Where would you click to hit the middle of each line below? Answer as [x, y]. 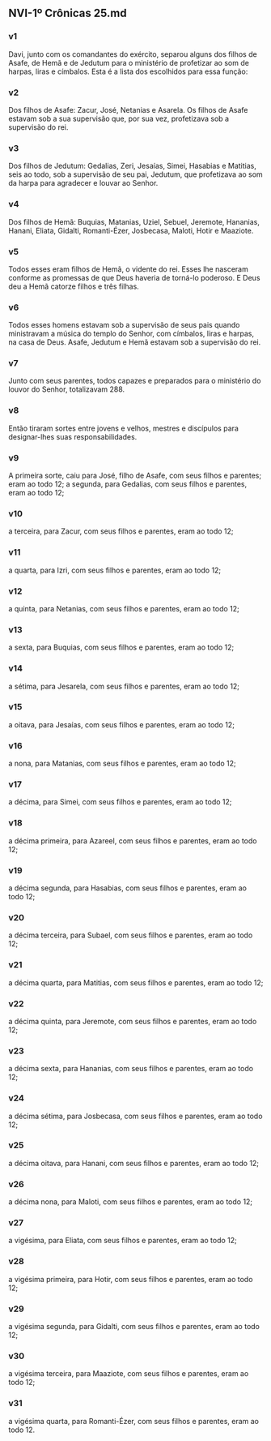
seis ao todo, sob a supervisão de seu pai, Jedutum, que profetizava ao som [135, 174]
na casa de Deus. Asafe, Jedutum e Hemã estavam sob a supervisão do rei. [135, 342]
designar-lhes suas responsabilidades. [73, 436]
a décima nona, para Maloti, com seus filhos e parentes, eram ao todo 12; [131, 1202]
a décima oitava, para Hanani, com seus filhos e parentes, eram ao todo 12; [134, 1163]
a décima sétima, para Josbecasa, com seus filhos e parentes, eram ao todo [135, 1116]
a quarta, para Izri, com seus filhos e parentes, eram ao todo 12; [115, 570]
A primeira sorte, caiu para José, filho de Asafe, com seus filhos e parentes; [135, 476]
